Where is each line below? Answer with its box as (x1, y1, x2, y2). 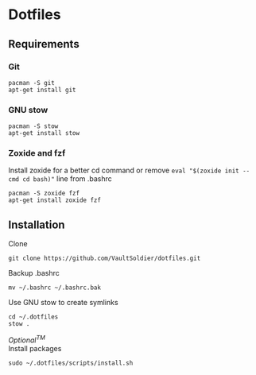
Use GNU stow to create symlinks (8, 298, 118, 307)
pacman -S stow (8, 122, 59, 130)
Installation (8, 218, 65, 231)
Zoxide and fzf (8, 148, 66, 159)
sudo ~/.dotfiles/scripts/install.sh (8, 359, 134, 367)
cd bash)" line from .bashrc (22, 174, 113, 184)
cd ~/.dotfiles (8, 313, 59, 321)
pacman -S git (8, 79, 56, 87)
